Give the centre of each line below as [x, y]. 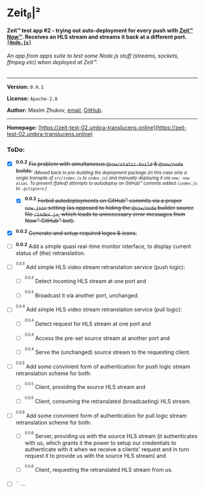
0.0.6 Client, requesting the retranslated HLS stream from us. [99, 469]
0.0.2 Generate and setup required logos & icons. [76, 233]
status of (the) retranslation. [50, 253]
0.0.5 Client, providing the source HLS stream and [85, 386]
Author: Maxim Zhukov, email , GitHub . [55, 110]
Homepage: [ [24, 127]
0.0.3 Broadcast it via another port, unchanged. [82, 294]
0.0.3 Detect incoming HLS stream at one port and [85, 280]
